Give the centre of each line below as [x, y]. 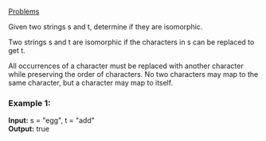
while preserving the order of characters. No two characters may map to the [133, 74]
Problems [24, 11]
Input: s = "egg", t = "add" [52, 120]
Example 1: [29, 103]
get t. [17, 50]
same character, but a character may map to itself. [91, 83]
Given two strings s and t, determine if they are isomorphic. [106, 27]
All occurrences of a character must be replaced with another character [126, 66]
